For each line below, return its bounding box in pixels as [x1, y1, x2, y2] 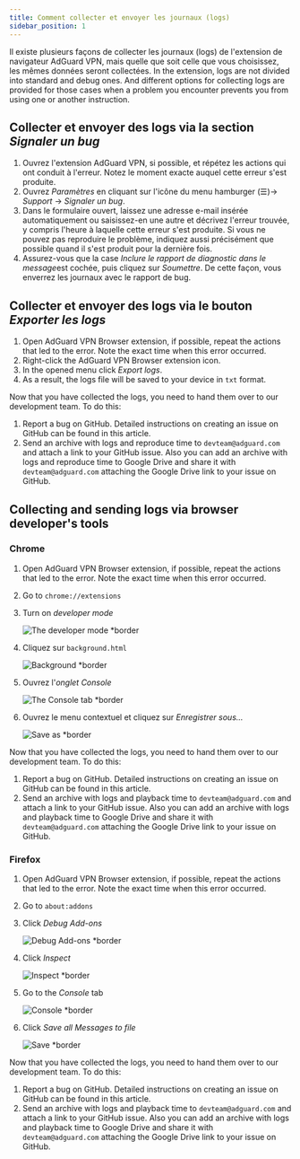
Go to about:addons [21, 900, 94, 911]
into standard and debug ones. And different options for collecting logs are [9, 75, 285, 85]
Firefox [9, 853, 41, 865]
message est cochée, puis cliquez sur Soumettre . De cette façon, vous [21, 262, 282, 274]
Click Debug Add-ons [21, 918, 103, 929]
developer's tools [9, 515, 109, 531]
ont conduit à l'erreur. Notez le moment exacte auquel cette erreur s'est [21, 167, 287, 178]
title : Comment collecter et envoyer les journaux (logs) [9, 13, 230, 22]
